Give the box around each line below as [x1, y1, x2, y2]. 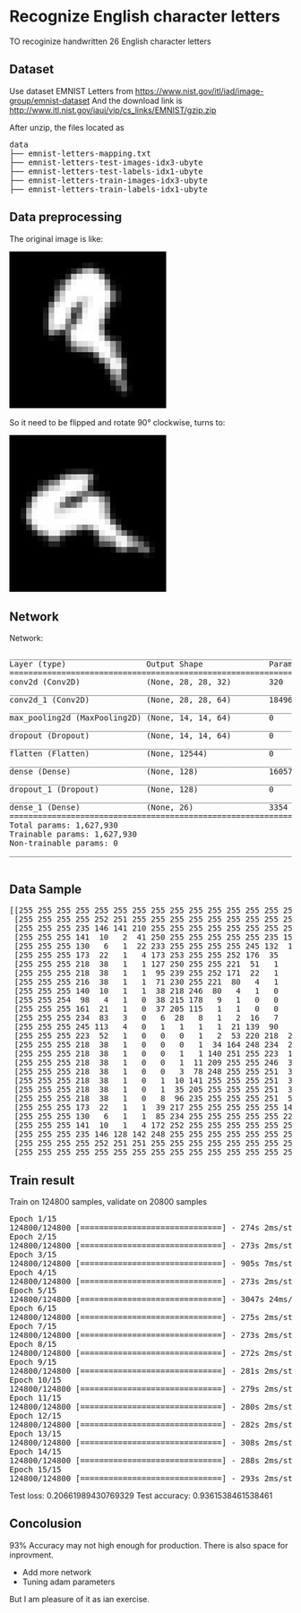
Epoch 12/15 [9, 1411, 62, 1420]
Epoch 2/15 [9, 1231, 57, 1241]
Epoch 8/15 [9, 1339, 57, 1349]
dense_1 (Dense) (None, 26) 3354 [9, 802, 288, 812]
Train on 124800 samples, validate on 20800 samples [9, 1197, 208, 1206]
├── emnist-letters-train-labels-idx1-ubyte [9, 184, 209, 194]
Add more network [21, 1566, 92, 1577]
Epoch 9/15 [9, 1357, 57, 1367]
